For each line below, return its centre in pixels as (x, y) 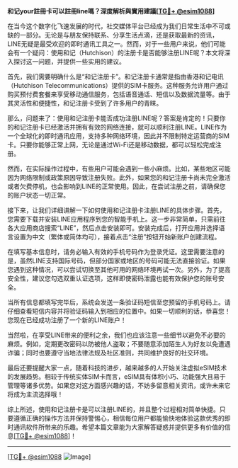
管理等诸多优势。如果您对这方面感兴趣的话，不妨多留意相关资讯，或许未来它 (119, 386)
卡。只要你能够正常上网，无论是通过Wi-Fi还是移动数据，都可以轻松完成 (112, 145)
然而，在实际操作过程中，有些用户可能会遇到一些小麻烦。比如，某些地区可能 (119, 169)
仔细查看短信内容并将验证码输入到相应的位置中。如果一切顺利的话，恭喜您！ (119, 311)
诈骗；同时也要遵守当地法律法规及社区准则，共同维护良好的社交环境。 (110, 353)
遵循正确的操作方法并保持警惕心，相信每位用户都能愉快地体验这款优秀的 (119, 418)
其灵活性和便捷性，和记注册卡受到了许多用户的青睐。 (85, 103)
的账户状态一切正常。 (38, 195)
